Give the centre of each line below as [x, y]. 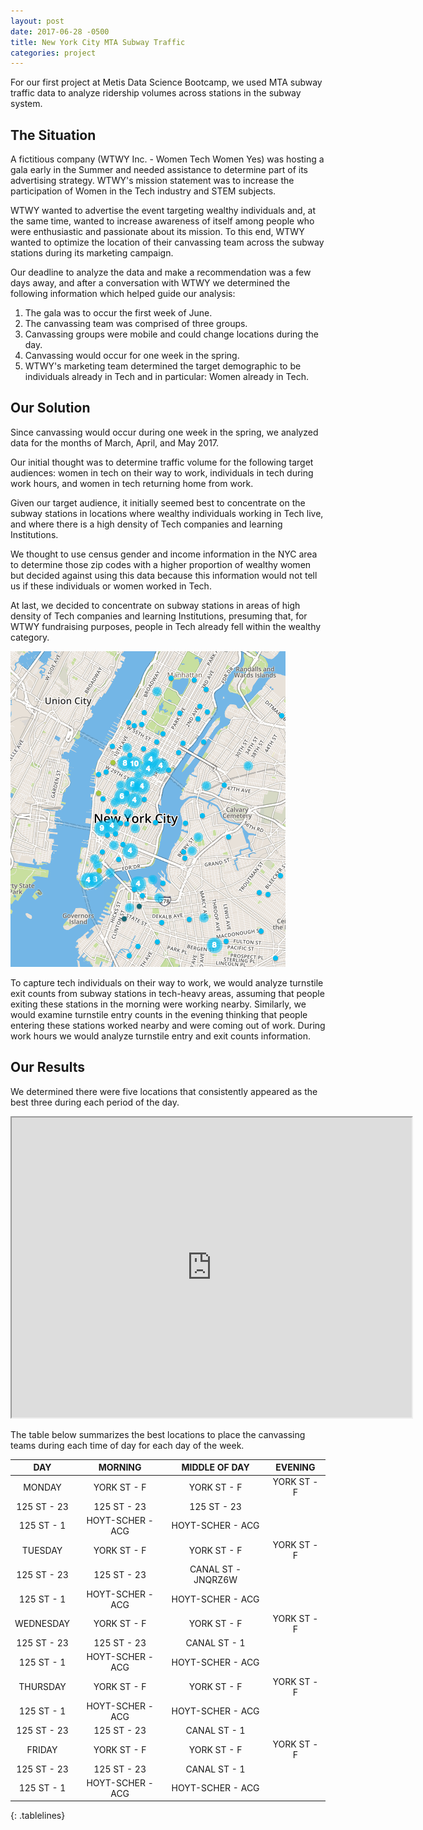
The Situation [53, 135]
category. [30, 637]
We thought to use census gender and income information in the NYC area [164, 554]
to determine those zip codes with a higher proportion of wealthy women [161, 564]
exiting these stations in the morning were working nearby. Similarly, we [158, 1004]
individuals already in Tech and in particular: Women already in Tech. [166, 377]
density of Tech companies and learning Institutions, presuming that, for [159, 616]
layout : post [37, 21]
